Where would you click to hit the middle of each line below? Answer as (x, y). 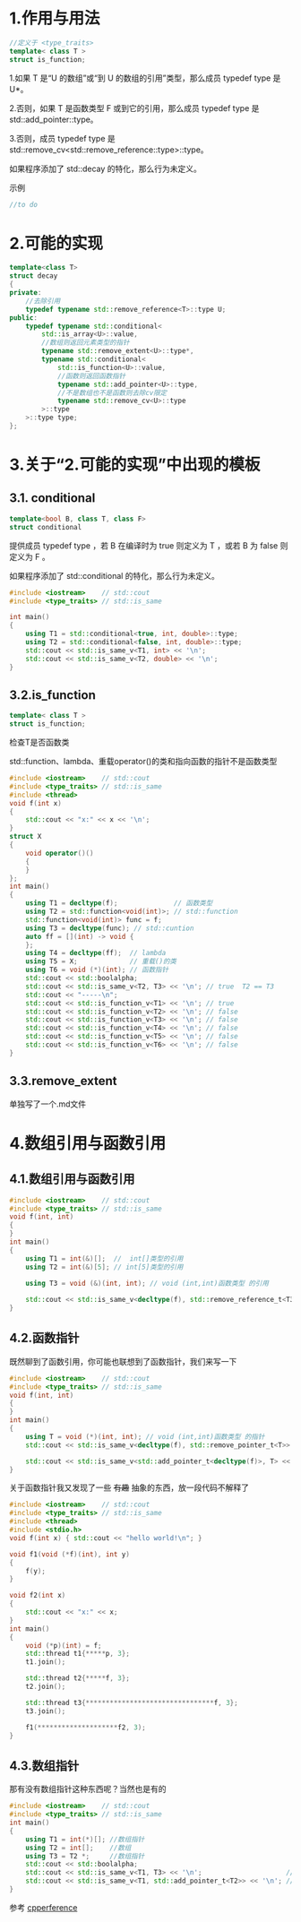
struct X (26, 837)
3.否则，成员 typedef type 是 (63, 138)
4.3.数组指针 (44, 1766)
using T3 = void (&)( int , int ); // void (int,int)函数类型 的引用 (147, 1283)
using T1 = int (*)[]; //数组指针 (85, 1839)
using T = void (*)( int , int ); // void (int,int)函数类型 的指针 (145, 1436)
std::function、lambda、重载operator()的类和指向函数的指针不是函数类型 (143, 762)
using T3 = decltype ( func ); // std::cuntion (110, 928)
